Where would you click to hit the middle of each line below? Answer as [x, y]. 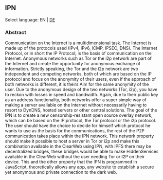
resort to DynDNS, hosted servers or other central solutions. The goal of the [81, 110]
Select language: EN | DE [30, 19]
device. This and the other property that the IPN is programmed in [71, 162]
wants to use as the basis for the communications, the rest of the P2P [75, 131]
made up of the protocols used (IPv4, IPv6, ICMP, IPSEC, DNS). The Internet [81, 48]
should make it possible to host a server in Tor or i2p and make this [72, 141]
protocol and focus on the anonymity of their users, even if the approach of [81, 79]
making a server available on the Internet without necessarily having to [76, 105]
